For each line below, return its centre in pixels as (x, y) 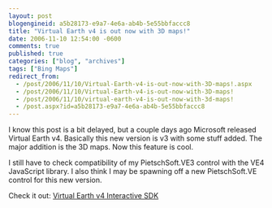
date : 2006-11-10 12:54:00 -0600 (65, 39)
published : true (36, 54)
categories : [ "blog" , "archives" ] (67, 62)
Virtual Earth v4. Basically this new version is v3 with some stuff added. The (135, 138)
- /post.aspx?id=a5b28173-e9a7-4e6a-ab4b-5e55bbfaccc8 (110, 106)
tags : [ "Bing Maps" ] (43, 69)
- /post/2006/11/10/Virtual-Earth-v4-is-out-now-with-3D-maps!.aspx (134, 84)
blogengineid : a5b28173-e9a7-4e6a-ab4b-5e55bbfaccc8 (99, 24)
